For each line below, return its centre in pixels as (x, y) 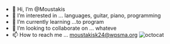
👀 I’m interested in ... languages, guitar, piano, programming (87, 15)
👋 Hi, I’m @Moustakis (38, 9)
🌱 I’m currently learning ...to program (58, 22)
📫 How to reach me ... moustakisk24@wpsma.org (75, 35)
